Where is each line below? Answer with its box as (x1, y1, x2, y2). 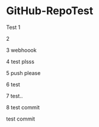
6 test (6, 81, 21, 88)
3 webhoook (6, 46, 37, 54)
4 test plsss (6, 58, 34, 65)
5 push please (6, 69, 41, 76)
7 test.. (6, 92, 23, 99)
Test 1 (6, 24, 21, 31)
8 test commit (6, 103, 40, 110)
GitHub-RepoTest (6, 4, 94, 18)
